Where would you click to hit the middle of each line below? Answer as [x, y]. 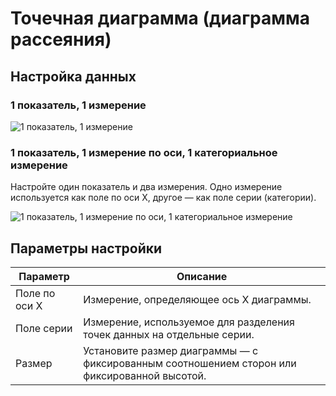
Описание [202, 276]
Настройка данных [73, 76]
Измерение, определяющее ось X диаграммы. [197, 299]
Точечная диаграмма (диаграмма [160, 18]
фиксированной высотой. [145, 375]
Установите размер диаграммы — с [171, 350]
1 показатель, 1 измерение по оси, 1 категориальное [144, 152]
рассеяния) [61, 39]
